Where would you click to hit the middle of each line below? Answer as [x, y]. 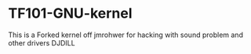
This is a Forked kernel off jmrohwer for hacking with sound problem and [125, 35]
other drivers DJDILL [42, 42]
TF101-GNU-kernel [70, 13]
